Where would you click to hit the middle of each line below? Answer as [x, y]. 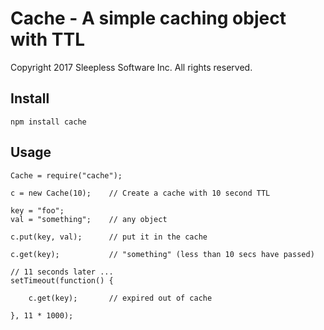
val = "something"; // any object [89, 219]
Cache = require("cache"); [66, 175]
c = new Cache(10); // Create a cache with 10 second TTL [140, 193]
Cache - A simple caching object [148, 18]
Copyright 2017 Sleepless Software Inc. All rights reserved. [131, 67]
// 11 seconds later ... [62, 272]
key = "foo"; [37, 210]
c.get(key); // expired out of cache [120, 298]
